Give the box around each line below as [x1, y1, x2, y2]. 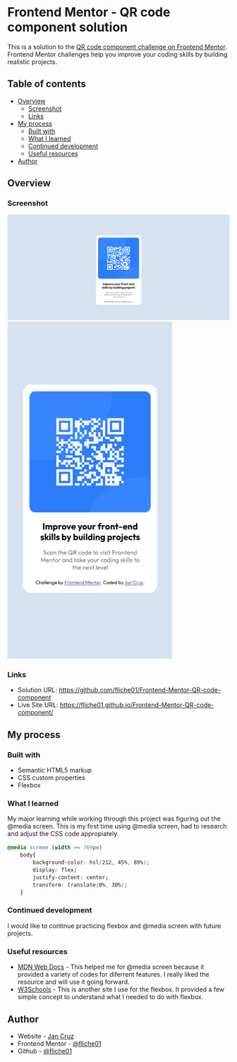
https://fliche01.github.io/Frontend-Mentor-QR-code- [59, 701, 214, 709]
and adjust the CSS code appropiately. [7, 830, 119, 838]
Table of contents [7, 78, 86, 90]
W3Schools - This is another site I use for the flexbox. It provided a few [17, 985, 225, 994]
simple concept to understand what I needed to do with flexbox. [17, 993, 204, 1001]
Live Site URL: [17, 701, 59, 709]
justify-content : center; [32, 874, 109, 881]
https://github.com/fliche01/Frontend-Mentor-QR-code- [59, 686, 221, 694]
